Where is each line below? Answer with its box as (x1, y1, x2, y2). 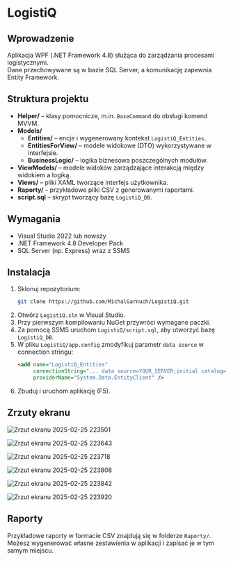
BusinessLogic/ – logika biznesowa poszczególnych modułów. (27, 156, 208, 164)
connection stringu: (17, 348, 74, 356)
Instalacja (7, 266, 51, 279)
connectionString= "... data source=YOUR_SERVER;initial (33, 368, 199, 375)
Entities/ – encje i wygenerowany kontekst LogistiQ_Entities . (27, 133, 207, 142)
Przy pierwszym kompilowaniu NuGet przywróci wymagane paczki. (17, 318, 211, 327)
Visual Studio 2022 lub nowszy (17, 231, 106, 240)
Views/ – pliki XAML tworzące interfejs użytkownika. (17, 178, 168, 186)
